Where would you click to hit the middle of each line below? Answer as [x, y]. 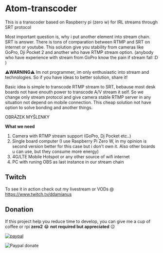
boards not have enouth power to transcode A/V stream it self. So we [74, 92]
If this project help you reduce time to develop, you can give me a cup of [78, 221]
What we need [20, 126]
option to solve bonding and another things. [49, 107]
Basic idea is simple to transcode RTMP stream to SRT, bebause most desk [80, 86]
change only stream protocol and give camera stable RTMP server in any [78, 97]
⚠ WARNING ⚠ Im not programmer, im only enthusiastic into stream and [77, 72]
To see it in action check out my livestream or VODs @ [60, 189]
